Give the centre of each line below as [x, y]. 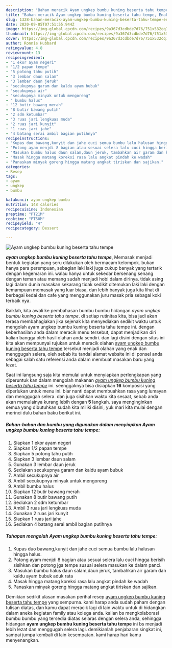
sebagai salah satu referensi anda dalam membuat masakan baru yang [80, 359]
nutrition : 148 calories [32, 204]
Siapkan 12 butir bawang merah [46, 492]
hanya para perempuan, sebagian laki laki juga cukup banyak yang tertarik [84, 268]
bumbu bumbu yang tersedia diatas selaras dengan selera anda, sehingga [84, 618]
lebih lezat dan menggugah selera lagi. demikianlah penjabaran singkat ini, [84, 629]
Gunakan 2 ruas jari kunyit [41, 513]
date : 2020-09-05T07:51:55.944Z [40, 24]
